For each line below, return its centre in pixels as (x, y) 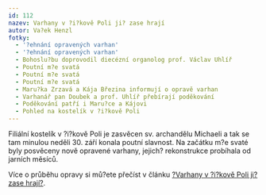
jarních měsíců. (33, 159)
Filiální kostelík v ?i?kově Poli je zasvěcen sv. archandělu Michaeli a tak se (129, 134)
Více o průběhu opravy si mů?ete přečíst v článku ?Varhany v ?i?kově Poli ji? (133, 174)
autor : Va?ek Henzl (40, 30)
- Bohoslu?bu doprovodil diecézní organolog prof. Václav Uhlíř (124, 60)
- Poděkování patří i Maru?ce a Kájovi (81, 104)
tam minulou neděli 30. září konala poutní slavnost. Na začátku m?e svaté (128, 142)
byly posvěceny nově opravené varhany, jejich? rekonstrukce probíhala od (130, 151)
